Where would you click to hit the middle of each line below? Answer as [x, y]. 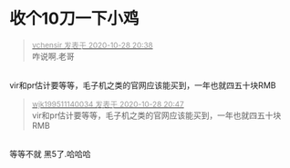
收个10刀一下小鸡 [74, 19]
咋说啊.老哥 [53, 56]
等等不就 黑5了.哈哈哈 [50, 153]
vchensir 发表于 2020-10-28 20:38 [92, 45]
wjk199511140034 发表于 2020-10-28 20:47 [108, 104]
